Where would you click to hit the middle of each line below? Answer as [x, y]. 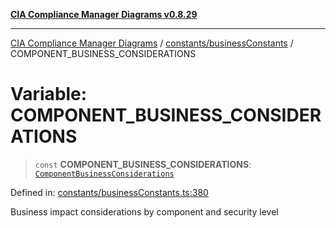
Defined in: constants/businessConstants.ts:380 [109, 192]
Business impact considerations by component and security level [144, 211]
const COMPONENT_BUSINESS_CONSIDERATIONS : [143, 164]
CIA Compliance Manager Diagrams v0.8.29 [104, 14]
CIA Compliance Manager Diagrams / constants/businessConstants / [152, 43]
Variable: [49, 94]
